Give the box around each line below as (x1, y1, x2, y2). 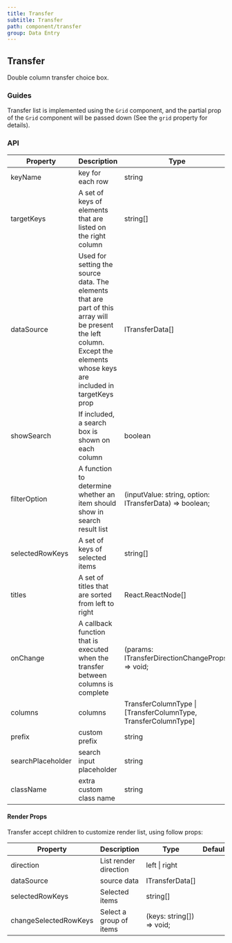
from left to (78, 598, 115, 608)
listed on (78, 222, 106, 232)
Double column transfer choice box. (7, 73, 109, 82)
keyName (10, 172, 41, 182)
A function (78, 464, 113, 473)
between (78, 670, 107, 680)
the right (78, 231, 106, 241)
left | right (146, 860, 178, 870)
